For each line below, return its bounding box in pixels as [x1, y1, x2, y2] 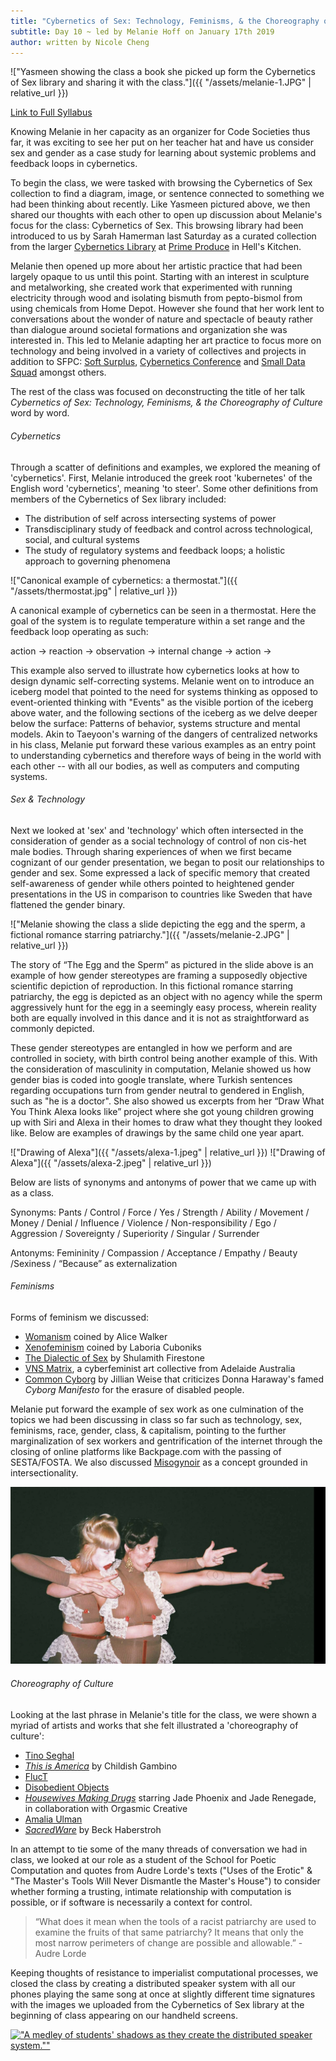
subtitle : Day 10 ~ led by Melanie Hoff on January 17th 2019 [10, 26, 275, 37]
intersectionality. [10, 1466, 79, 1479]
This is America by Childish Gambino [24, 1760, 178, 1772]
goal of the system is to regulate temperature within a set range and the [10, 615, 306, 627]
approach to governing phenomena [24, 555, 171, 567]
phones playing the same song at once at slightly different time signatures [10, 1988, 316, 2000]
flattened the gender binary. [10, 898, 126, 910]
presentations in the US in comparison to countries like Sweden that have [10, 888, 313, 900]
